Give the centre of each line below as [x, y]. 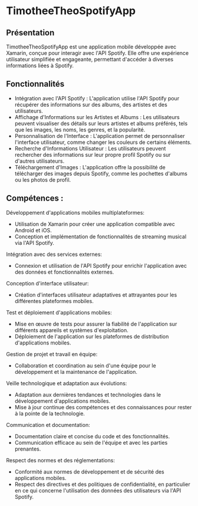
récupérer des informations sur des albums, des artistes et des [91, 104]
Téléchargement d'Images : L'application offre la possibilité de [90, 167]
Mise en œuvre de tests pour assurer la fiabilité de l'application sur [96, 324]
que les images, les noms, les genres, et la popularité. [80, 129]
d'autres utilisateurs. [39, 161]
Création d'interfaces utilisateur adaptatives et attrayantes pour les [96, 295]
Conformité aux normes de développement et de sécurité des [90, 471]
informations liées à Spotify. [40, 65]
